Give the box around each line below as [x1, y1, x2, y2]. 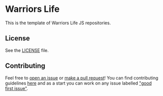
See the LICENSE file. [5, 47, 49, 53]
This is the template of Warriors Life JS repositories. [5, 20, 111, 26]
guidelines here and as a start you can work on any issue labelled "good [5, 80, 152, 86]
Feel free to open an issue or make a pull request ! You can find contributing [5, 75, 159, 81]
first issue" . [5, 85, 28, 91]
